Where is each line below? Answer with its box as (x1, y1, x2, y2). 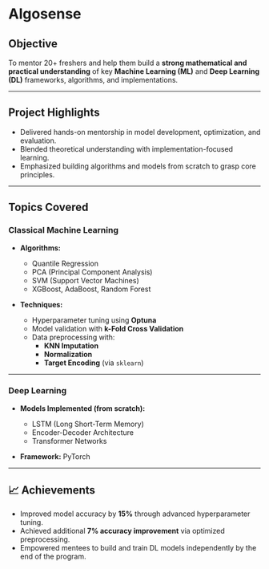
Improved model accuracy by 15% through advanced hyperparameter (19, 509, 251, 518)
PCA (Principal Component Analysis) (31, 266, 153, 277)
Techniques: (19, 299, 63, 309)
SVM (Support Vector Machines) (31, 275, 139, 285)
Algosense (8, 5, 82, 23)
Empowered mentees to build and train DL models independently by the (19, 543, 257, 552)
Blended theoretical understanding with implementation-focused (19, 144, 234, 153)
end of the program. (19, 551, 86, 561)
